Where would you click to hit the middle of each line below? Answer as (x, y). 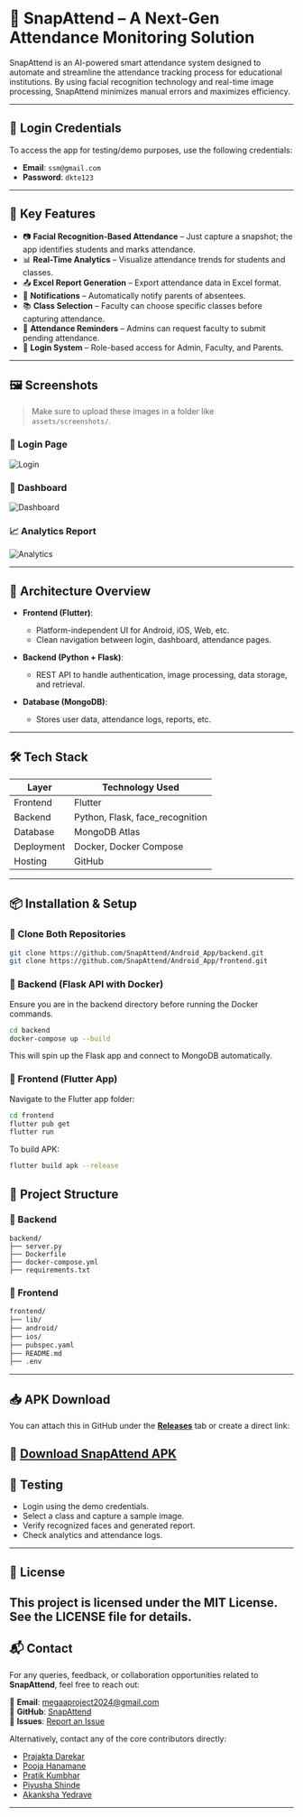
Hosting (31, 861)
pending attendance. (61, 338)
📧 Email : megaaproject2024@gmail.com (84, 1701)
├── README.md (36, 1353)
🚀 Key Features (53, 214)
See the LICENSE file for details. (101, 1617)
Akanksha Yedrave (57, 1794)
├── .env (26, 1362)
